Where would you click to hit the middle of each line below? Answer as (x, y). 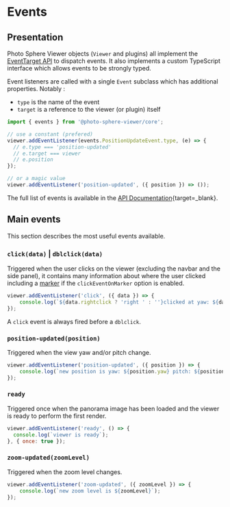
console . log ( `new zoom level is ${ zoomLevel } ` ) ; (90, 491)
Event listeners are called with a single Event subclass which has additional (113, 82)
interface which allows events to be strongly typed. (79, 68)
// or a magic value (37, 179)
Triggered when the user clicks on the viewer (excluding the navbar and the (114, 269)
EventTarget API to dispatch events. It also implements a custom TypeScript (114, 61)
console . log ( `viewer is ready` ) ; (61, 435)
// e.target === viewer (47, 153)
